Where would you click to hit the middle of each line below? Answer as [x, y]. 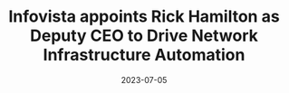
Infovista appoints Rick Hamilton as [144, 17]
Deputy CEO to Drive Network [144, 36]
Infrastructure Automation [144, 55]
